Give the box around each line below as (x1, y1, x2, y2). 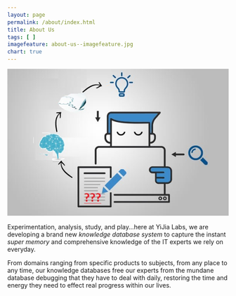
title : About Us (7, 26, 55, 33)
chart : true (7, 48, 42, 55)
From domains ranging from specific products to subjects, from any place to (7, 258, 228, 267)
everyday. (7, 245, 37, 253)
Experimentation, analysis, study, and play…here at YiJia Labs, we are (7, 222, 209, 231)
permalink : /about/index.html (7, 18, 96, 26)
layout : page (7, 11, 46, 18)
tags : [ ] (7, 34, 37, 41)
